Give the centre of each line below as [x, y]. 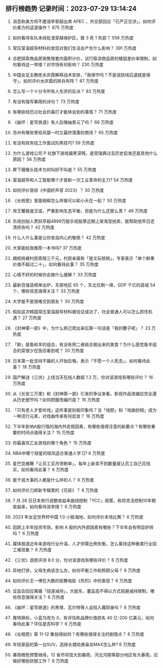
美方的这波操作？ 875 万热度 [45, 27]
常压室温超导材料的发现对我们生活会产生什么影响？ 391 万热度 [74, 48]
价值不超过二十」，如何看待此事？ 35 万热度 [55, 264]
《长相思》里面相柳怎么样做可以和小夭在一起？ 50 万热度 [69, 200]
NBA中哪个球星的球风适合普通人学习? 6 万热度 [59, 453]
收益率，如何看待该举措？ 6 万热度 [47, 506]
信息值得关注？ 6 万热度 [41, 597]
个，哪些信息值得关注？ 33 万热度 [46, 291]
